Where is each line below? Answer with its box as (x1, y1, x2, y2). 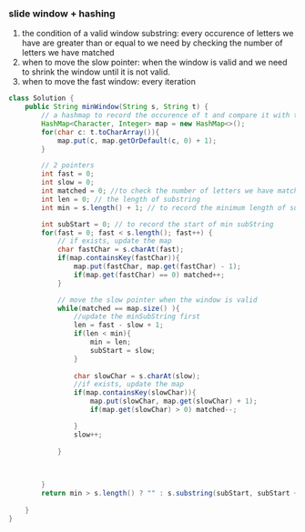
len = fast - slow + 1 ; (73, 321, 165, 330)
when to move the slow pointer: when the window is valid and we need (21, 57, 288, 68)
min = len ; (89, 337, 131, 347)
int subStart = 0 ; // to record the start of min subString (41, 219, 274, 229)
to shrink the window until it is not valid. (21, 66, 170, 77)
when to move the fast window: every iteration (21, 76, 197, 87)
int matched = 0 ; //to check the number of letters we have (41, 186, 274, 196)
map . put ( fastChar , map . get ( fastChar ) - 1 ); (73, 262, 242, 271)
